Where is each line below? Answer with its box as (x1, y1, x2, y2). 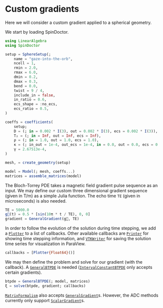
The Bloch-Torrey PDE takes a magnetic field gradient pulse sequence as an (5, 182, 158, 188)
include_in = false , (14, 93, 55, 98)
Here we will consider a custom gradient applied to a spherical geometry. (5, 20, 152, 25)
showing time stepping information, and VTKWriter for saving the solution (5, 236, 151, 242)
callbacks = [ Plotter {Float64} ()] (5, 250, 75, 255)
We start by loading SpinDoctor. (5, 29, 69, 35)
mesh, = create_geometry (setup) (5, 160, 71, 165)
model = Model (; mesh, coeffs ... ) (5, 169, 75, 174)
